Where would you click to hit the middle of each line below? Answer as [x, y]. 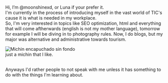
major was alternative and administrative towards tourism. [66, 39]
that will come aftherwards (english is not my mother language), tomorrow [83, 29]
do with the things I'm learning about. [44, 75]
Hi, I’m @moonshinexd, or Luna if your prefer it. [55, 7]
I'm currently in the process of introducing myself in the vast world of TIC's [84, 13]
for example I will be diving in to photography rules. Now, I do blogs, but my [84, 34]
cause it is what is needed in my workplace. [51, 18]
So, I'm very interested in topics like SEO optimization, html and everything [83, 23]
